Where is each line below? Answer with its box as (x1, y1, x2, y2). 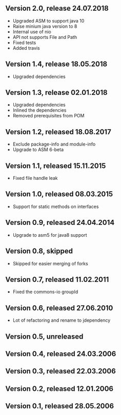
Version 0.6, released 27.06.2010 (5, 303, 113, 312)
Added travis (12, 45, 40, 51)
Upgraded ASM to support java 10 (12, 17, 85, 24)
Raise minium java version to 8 (12, 23, 77, 29)
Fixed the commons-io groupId (12, 289, 78, 295)
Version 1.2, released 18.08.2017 (5, 128, 111, 136)
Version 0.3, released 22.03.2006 (5, 367, 116, 376)
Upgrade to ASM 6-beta (12, 147, 64, 153)
